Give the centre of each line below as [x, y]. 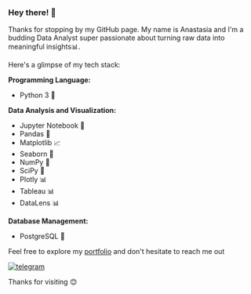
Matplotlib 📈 [40, 143]
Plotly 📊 [33, 180]
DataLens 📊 [40, 203]
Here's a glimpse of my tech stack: [64, 65]
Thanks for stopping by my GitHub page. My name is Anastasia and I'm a [126, 30]
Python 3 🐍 [38, 95]
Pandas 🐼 [35, 134]
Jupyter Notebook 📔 [52, 125]
